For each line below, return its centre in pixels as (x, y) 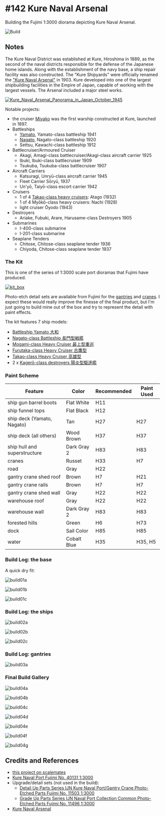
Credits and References (42, 760)
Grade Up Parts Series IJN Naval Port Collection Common (78, 798)
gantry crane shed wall (34, 493)
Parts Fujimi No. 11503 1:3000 (65, 793)
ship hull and (22, 447)
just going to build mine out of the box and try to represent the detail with (79, 307)
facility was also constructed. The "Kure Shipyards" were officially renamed (82, 75)
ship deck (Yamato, (30, 419)
